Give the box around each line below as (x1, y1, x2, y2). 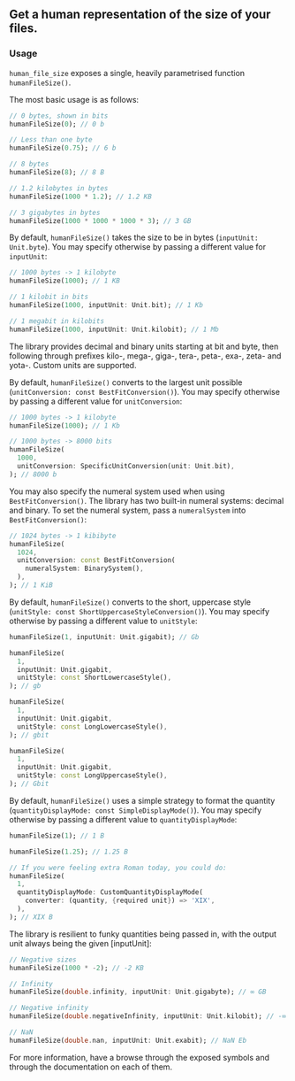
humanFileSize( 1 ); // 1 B (9, 831, 104, 840)
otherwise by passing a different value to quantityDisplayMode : (9, 814, 238, 824)
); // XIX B (9, 912, 53, 922)
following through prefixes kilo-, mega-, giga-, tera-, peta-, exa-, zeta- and (9, 350, 282, 361)
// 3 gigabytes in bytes (9, 208, 101, 217)
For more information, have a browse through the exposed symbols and (9, 1052, 270, 1062)
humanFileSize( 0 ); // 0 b (9, 120, 104, 128)
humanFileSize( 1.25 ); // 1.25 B (9, 847, 128, 856)
